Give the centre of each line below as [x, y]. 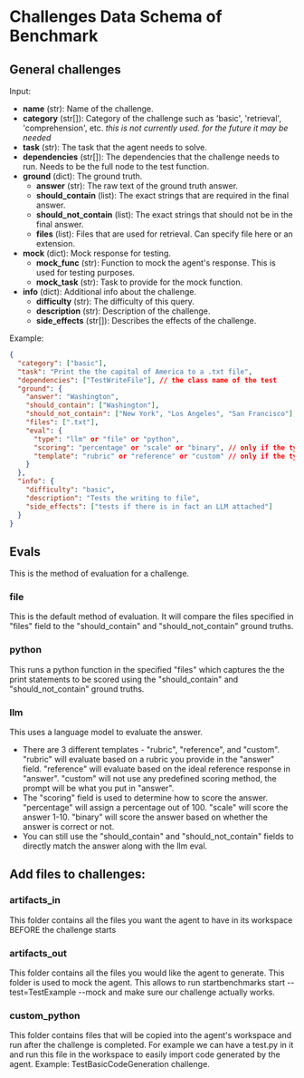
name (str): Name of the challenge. [88, 109]
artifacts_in [35, 900]
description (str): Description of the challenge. [123, 311]
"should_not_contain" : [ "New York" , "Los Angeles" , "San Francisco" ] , [161, 414]
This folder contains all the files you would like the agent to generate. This [147, 973]
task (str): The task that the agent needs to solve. [115, 147]
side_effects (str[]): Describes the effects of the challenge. [146, 320]
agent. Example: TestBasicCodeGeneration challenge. [109, 1064]
